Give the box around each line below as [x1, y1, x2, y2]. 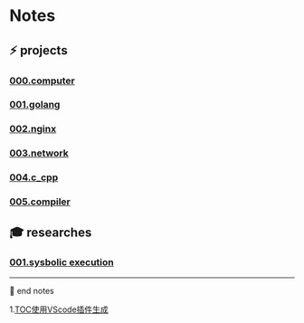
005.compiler [9, 195, 71, 208]
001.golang [9, 99, 61, 111]
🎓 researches [9, 224, 92, 240]
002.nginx [9, 123, 57, 136]
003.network [9, 147, 70, 159]
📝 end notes [9, 285, 54, 296]
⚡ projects [9, 43, 68, 58]
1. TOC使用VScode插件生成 [9, 304, 109, 315]
